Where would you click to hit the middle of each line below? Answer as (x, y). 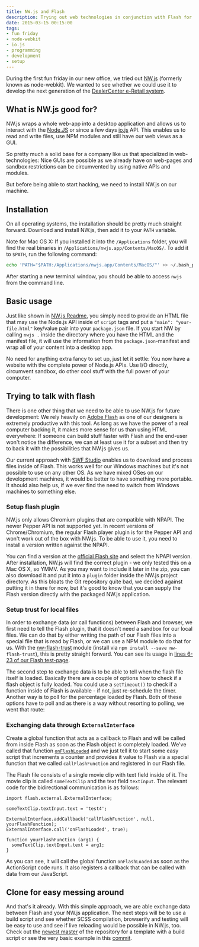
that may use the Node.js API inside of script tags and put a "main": (90, 322)
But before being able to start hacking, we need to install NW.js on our (92, 185)
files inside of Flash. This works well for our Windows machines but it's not (97, 466)
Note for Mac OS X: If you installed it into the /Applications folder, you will (97, 241)
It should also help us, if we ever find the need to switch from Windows (93, 485)
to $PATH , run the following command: (52, 254)
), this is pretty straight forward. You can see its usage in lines (110, 654)
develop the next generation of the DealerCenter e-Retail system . (86, 91)
